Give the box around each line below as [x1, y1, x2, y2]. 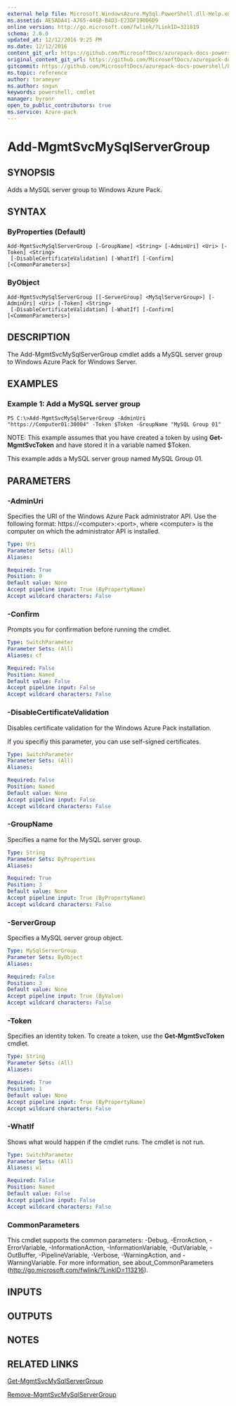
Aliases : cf [7, 652, 42, 659]
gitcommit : [7, 63, 39, 70]
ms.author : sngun [7, 82, 58, 89]
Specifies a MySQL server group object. [7, 934, 124, 942]
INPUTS [7, 1286, 42, 1298]
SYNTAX [7, 206, 47, 218]
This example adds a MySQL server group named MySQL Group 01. [7, 455, 204, 463]
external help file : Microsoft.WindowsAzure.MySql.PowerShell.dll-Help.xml [7, 10, 234, 18]
